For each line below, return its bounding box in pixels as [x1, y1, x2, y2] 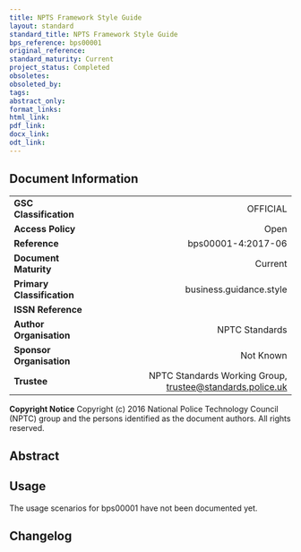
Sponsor [13, 343, 51, 356]
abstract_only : [9, 96, 66, 106]
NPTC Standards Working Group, [148, 369, 288, 382]
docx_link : [9, 130, 50, 139]
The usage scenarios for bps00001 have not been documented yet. [9, 503, 258, 513]
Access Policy [13, 222, 76, 235]
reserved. [9, 422, 45, 433]
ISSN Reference [13, 303, 82, 315]
